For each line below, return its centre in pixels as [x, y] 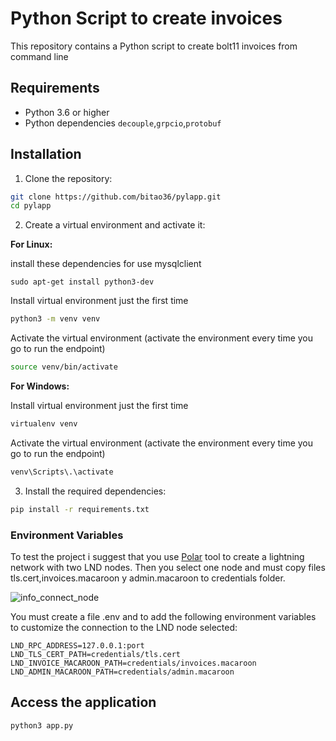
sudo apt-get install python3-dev [82, 282]
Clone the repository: [68, 178]
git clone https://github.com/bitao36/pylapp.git [116, 197]
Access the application [83, 702]
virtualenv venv [44, 424]
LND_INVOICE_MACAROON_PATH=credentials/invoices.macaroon [133, 663]
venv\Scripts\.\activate [62, 472]
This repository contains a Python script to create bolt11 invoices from [154, 46]
